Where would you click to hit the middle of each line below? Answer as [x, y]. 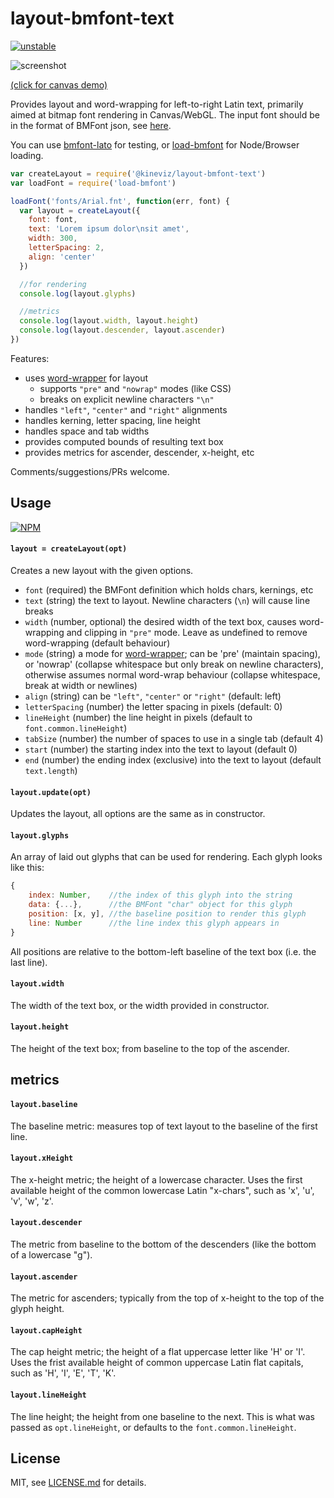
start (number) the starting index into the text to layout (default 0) [161, 749]
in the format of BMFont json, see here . [91, 125]
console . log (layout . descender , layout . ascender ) [122, 330]
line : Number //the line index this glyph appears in [154, 923]
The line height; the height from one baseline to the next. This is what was [162, 1416]
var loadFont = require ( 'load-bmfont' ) [93, 183]
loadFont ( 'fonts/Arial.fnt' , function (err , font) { [120, 201]
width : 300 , [53, 238]
